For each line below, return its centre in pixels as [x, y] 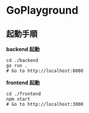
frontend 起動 [23, 83]
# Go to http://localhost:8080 [45, 71]
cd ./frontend [24, 94]
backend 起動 [23, 49]
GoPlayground [42, 10]
